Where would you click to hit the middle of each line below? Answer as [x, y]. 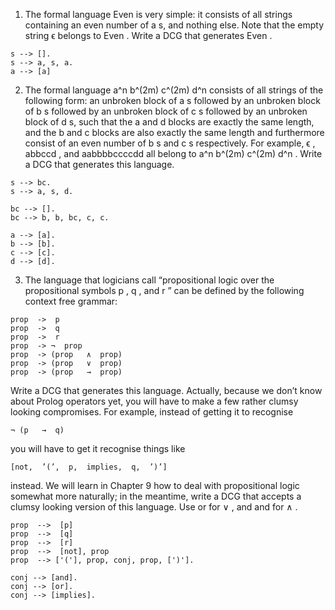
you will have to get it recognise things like [98, 448]
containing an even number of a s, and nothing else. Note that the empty [174, 25]
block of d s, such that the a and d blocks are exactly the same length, [169, 122]
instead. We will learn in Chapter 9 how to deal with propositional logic [155, 485]
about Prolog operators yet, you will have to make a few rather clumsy [154, 401]
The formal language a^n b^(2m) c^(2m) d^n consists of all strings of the [174, 90]
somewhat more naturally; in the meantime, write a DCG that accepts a [156, 496]
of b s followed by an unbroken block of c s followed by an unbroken [166, 111]
